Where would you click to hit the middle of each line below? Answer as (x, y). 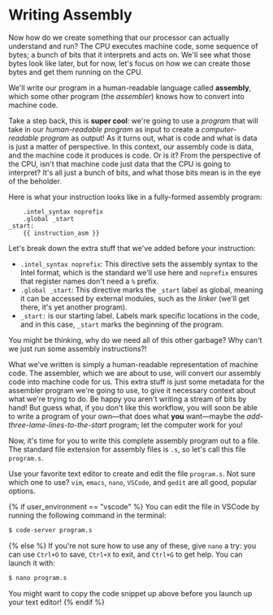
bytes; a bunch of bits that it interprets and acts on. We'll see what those (130, 54)
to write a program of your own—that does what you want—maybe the (127, 416)
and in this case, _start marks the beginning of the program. (122, 324)
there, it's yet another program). (74, 307)
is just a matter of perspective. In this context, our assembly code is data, (131, 146)
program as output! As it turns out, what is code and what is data (149, 138)
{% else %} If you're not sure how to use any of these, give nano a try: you (132, 545)
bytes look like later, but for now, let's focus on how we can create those (130, 63)
